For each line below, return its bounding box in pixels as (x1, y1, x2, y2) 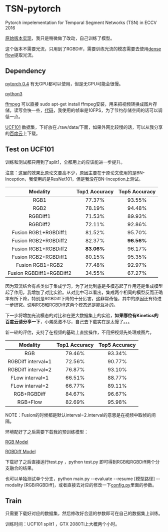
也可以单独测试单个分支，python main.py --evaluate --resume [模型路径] (5, 476, 155, 482)
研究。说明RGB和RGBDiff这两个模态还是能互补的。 (13, 302, 118, 308)
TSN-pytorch (5, 3, 61, 14)
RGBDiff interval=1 (7, 358, 52, 365)
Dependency (5, 67, 46, 75)
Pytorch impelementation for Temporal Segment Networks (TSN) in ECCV (5, 19, 157, 25)
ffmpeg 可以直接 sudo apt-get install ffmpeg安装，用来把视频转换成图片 (5, 101, 153, 107)
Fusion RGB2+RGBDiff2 (11, 237, 67, 244)
